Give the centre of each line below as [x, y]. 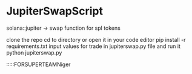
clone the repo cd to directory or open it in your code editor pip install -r [96, 39]
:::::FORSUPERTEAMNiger [38, 64]
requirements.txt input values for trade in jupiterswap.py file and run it [93, 46]
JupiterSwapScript [55, 11]
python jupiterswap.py [34, 52]
